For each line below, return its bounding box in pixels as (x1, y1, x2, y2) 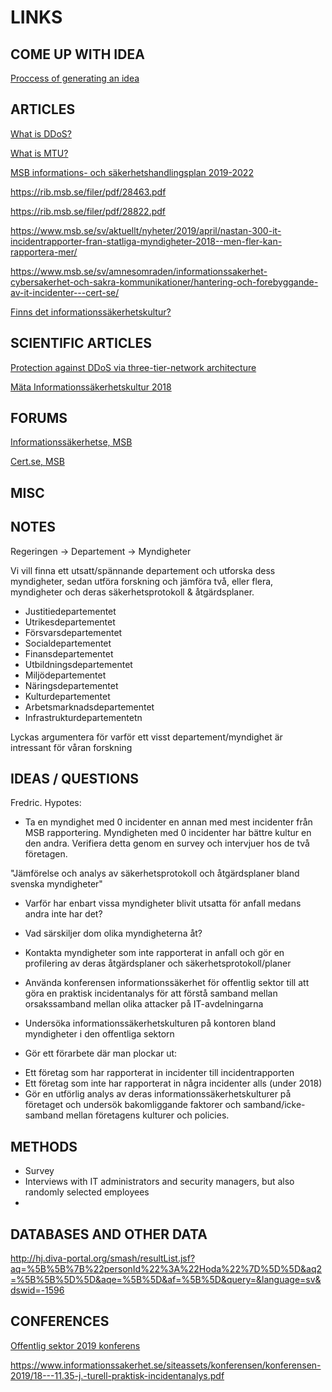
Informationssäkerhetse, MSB (10, 436, 133, 448)
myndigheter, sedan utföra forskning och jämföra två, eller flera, (10, 575, 274, 587)
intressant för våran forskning (10, 741, 133, 753)
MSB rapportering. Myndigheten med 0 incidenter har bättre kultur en (24, 827, 312, 839)
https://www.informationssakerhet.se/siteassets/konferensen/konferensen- (10, 1359, 322, 1371)
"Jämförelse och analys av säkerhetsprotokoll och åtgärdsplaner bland (10, 867, 300, 880)
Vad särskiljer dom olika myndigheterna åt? (24, 927, 203, 940)
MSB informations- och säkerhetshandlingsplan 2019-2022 (10, 166, 254, 178)
